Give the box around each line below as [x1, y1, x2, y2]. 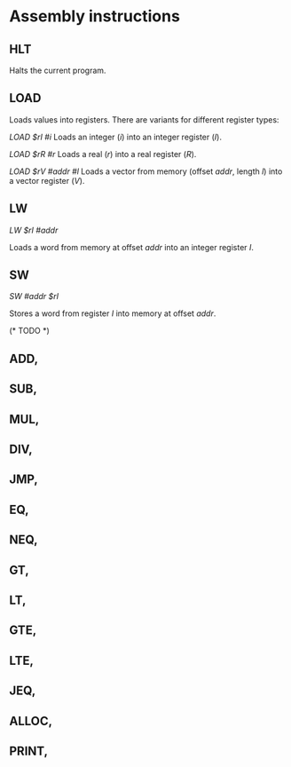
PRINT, [9, 743, 49, 758]
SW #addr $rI [9, 291, 59, 302]
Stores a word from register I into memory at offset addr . [9, 308, 216, 319]
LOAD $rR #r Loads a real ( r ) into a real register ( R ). [9, 148, 197, 159]
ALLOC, [9, 713, 53, 729]
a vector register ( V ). [9, 175, 85, 186]
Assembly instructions [9, 6, 180, 27]
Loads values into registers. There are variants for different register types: [9, 114, 279, 125]
